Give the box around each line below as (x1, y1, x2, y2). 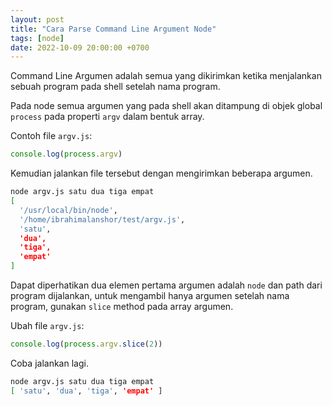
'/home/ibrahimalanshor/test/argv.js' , (19, 214, 186, 225)
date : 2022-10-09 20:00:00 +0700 (10, 42, 150, 53)
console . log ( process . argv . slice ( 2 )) (10, 339, 163, 349)
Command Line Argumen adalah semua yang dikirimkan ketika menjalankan (10, 70, 322, 82)
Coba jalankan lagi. (10, 357, 89, 369)
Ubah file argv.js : (10, 320, 85, 331)
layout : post (10, 14, 65, 25)
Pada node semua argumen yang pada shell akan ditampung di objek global (10, 100, 323, 112)
